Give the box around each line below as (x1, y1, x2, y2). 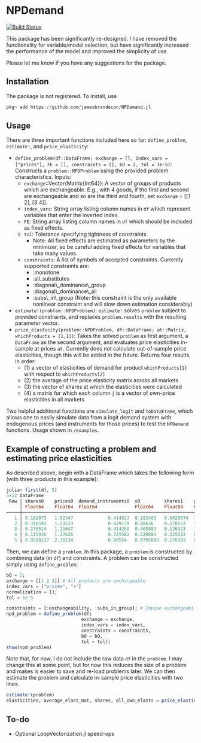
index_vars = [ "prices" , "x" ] (6, 583, 82, 589)
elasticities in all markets (23, 396, 85, 403)
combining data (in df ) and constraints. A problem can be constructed (6, 555, 179, 561)
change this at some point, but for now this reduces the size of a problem (6, 662, 187, 669)
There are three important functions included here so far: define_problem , (6, 136, 187, 144)
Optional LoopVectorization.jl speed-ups (14, 730, 115, 737)
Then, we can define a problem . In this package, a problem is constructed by (6, 548, 193, 555)
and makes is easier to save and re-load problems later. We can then (6, 668, 175, 675)
